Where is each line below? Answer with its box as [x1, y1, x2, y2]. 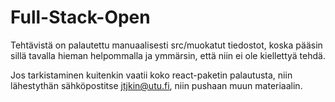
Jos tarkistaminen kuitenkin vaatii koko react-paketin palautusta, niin [10, 69, 293, 81]
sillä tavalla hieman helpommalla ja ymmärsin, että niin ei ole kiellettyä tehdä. [10, 49, 326, 61]
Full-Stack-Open [10, 6, 151, 29]
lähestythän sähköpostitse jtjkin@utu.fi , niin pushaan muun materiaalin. [10, 79, 303, 91]
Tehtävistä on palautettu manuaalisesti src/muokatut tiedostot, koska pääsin [10, 39, 323, 51]
